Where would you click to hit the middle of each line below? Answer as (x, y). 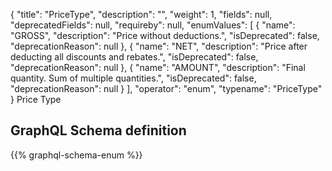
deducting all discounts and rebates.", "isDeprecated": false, (134, 57)
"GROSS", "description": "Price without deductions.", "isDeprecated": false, (165, 35)
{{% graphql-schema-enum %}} (76, 155)
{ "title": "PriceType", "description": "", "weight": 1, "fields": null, (141, 14)
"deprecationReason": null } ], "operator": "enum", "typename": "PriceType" (166, 88)
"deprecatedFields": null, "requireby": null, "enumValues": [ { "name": (153, 25)
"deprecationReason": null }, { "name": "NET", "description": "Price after (159, 46)
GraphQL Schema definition (98, 130)
